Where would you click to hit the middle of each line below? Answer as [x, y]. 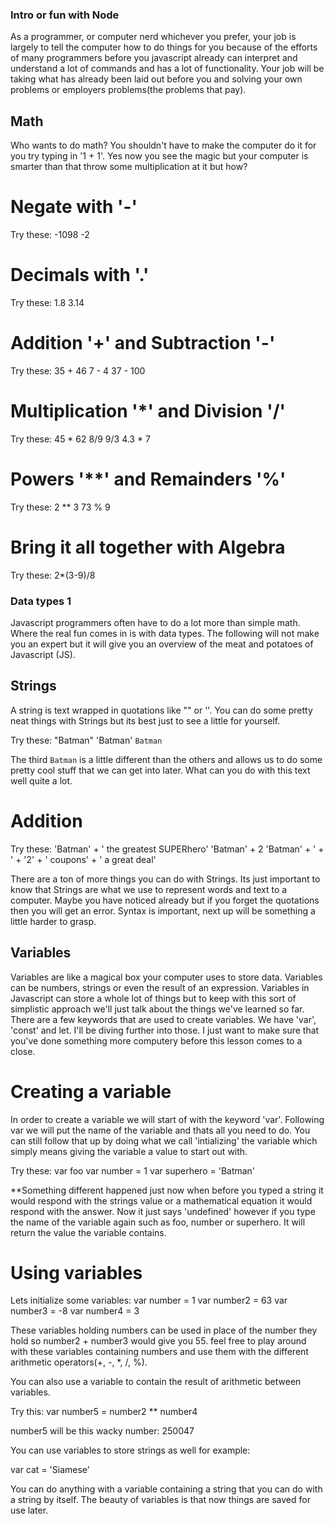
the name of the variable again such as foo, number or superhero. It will [158, 1222]
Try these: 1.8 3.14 [47, 302]
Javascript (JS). [43, 655]
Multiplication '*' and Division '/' [148, 411]
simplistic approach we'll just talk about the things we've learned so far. [157, 1009]
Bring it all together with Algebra [148, 547]
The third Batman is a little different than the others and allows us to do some [166, 759]
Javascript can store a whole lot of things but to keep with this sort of [153, 998]
